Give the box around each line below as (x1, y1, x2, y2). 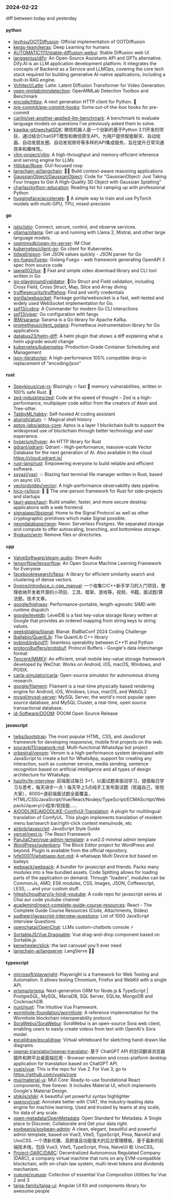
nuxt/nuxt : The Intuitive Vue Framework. (13, 1004, 99, 1010)
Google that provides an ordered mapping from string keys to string (13, 618, 156, 624)
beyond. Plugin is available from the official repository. (13, 847, 128, 853)
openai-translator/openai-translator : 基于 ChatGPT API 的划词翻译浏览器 (13, 1048, 165, 1054)
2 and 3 (13, 1177, 30, 1183)
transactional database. (13, 705, 63, 711)
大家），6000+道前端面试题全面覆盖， (13, 791, 93, 797)
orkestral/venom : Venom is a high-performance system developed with (13, 750, 164, 756)
